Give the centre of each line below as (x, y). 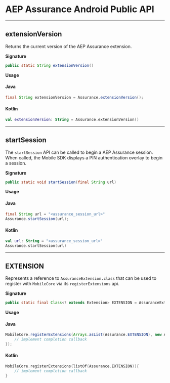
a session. (16, 163)
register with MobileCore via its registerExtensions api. (62, 284)
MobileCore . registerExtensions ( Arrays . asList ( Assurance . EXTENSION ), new (83, 335)
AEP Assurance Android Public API (80, 9)
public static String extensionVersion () (50, 65)
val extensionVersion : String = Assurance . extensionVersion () (72, 119)
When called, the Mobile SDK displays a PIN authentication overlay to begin (84, 157)
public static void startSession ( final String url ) (61, 182)
